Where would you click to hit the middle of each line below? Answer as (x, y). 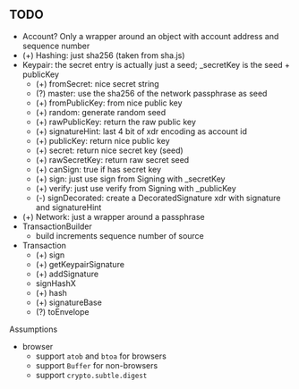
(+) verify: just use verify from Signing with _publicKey (136, 188)
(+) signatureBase (69, 302)
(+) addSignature (67, 274)
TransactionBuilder (57, 226)
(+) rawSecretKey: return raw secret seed (112, 159)
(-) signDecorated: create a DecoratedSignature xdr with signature (158, 198)
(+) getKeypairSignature (80, 264)
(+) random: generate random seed (101, 112)
